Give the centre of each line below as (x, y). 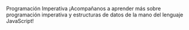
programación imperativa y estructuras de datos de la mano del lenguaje (95, 15)
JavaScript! (20, 21)
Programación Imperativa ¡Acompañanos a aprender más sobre (84, 9)
